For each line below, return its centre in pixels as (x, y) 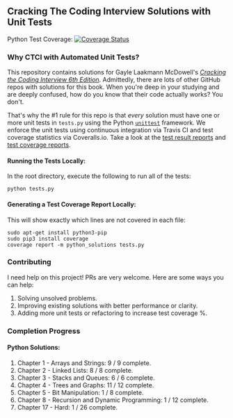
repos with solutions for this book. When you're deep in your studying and (113, 87)
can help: (21, 284)
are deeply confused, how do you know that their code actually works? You (115, 95)
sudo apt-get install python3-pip (57, 232)
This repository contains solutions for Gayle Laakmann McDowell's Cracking (116, 72)
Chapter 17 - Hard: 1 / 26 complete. (67, 407)
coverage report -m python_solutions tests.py (76, 245)
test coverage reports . (39, 145)
